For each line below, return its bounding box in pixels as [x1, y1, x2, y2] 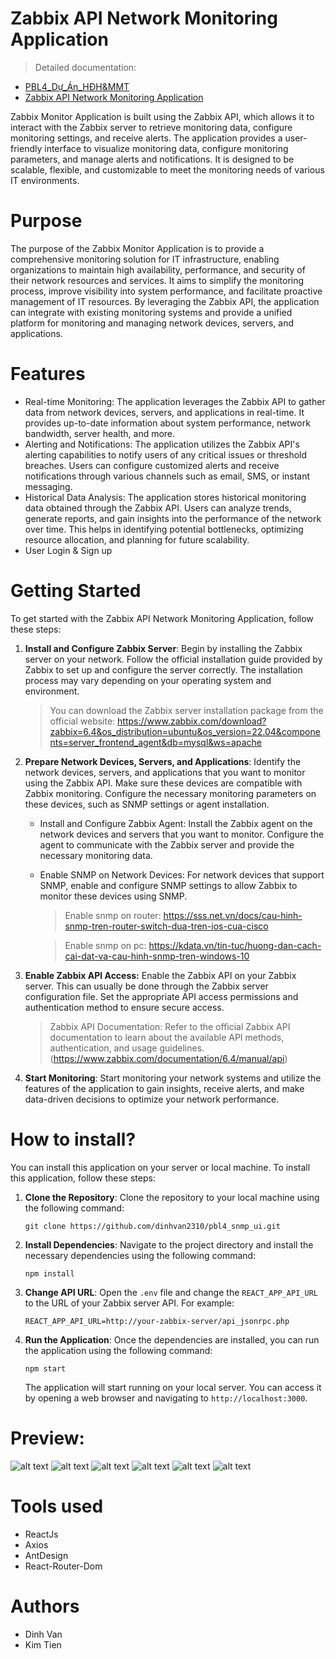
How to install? [10, 1128, 137, 1151]
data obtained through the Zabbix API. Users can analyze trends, [24, 502, 292, 514]
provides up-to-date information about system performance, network [24, 417, 311, 429]
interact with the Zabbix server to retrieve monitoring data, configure [10, 121, 293, 133]
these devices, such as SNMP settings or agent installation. [24, 798, 270, 810]
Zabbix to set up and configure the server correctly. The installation [24, 663, 303, 676]
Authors [10, 1595, 80, 1617]
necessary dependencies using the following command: [24, 1249, 257, 1261]
